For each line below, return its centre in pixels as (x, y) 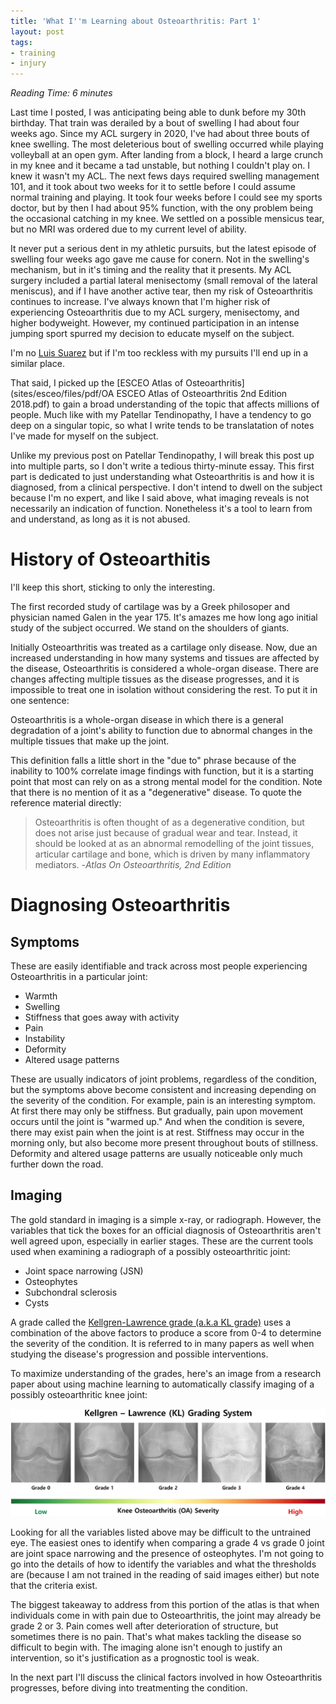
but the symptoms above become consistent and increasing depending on (163, 1090)
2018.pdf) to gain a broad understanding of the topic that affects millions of (165, 404)
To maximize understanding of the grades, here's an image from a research (166, 1373)
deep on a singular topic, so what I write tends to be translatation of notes (162, 426)
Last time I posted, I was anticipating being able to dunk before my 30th (158, 112)
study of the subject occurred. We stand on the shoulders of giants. (150, 628)
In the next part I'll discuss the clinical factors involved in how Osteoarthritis (166, 1677)
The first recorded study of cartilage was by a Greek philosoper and (150, 607)
